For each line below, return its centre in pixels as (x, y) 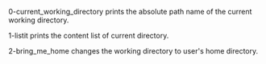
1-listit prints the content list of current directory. (89, 36)
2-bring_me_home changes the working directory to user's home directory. (133, 51)
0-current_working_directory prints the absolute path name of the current (130, 12)
